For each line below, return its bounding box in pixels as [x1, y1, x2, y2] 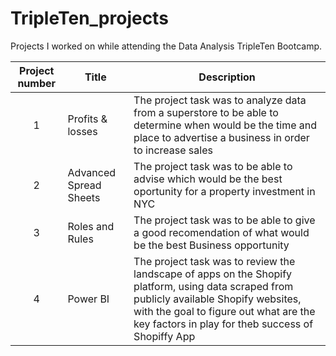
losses [67, 124, 98, 138]
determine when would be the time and [133, 118, 318, 132]
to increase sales [133, 143, 213, 157]
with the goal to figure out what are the [133, 304, 316, 318]
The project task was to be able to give [133, 213, 316, 227]
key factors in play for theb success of [133, 317, 314, 331]
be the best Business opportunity [133, 238, 290, 252]
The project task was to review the [133, 254, 296, 268]
